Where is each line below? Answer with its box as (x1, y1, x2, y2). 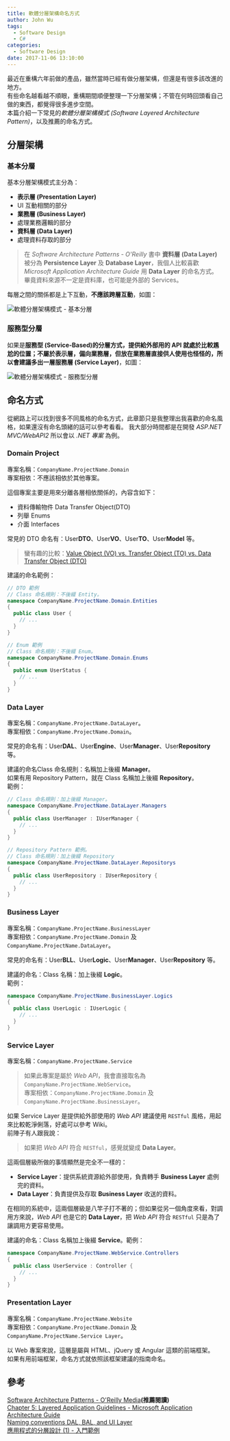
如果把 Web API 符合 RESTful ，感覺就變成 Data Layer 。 (23, 1143, 180, 1152)
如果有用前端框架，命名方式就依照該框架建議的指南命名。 (7, 1355, 169, 1363)
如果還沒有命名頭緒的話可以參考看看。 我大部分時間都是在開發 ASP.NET (18, 422, 222, 431)
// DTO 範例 (7, 584, 39, 592)
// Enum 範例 (7, 642, 42, 649)
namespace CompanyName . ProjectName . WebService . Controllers (7, 1250, 179, 1257)
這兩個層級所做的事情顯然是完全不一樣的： (7, 1158, 127, 1166)
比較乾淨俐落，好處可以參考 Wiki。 (12, 1120, 112, 1128)
